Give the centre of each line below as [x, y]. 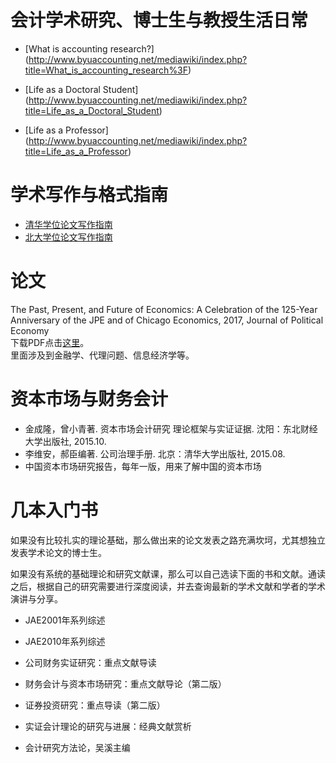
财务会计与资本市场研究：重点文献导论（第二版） [125, 683]
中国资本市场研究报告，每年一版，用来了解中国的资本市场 [143, 466]
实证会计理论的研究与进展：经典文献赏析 [108, 726]
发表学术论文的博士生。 [58, 552]
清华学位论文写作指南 [68, 224]
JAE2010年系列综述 [65, 641]
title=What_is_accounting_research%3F [106, 70]
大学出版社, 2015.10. [65, 441]
